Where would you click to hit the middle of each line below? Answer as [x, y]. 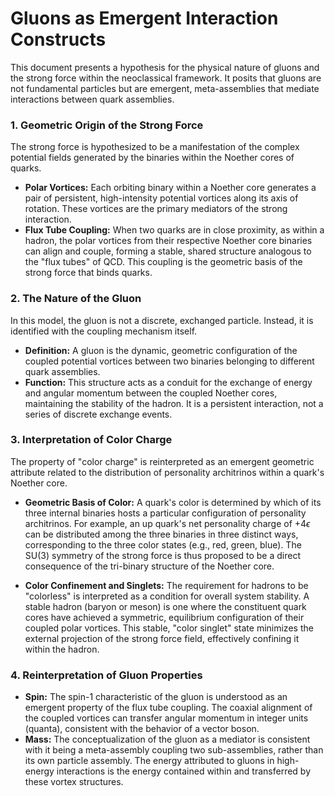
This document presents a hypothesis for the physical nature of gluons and [165, 67]
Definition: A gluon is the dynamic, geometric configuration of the [161, 350]
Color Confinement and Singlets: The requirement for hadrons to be [166, 585]
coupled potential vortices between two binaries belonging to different [169, 361]
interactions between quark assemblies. [92, 99]
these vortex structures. [74, 782]
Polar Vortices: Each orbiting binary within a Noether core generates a [170, 188]
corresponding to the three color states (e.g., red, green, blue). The [163, 544]
